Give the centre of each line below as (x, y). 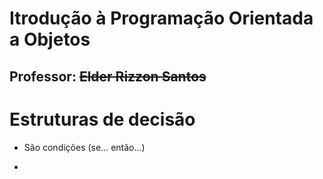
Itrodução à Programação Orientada (161, 18)
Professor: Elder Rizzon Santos (108, 76)
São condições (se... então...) (84, 147)
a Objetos (50, 39)
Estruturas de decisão (102, 119)
